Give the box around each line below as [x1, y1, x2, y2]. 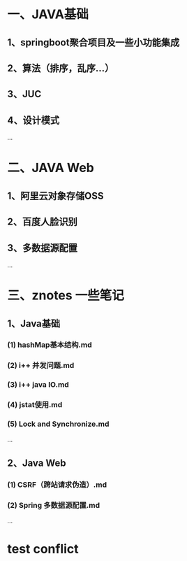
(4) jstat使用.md [7, 400, 63, 410]
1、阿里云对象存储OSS [7, 190, 104, 201]
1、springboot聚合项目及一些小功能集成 [7, 36, 180, 48]
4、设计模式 [7, 114, 60, 126]
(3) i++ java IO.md [7, 380, 70, 390]
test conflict [7, 541, 79, 557]
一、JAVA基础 [7, 6, 89, 22]
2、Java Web [7, 457, 66, 469]
